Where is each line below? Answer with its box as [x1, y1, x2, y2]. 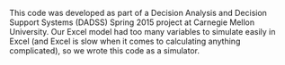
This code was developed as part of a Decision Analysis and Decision [9, 8, 268, 18]
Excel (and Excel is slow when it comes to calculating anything [9, 36, 241, 46]
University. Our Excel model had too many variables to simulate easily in [9, 27, 276, 37]
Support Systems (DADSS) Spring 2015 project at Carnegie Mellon [9, 17, 254, 28]
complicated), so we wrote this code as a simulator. [9, 45, 200, 56]
